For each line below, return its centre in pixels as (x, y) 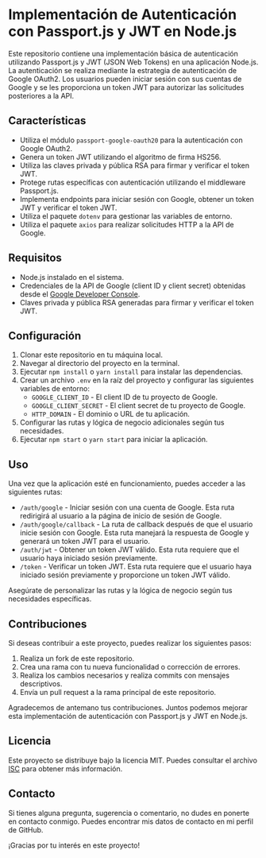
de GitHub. (26, 829)
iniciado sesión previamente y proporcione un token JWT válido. (125, 575)
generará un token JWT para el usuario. (85, 542)
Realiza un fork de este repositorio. (77, 658)
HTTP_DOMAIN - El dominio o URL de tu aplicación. (111, 414)
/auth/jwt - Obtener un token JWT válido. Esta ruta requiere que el (129, 549)
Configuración (45, 336)
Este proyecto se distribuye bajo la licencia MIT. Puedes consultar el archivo (133, 760)
